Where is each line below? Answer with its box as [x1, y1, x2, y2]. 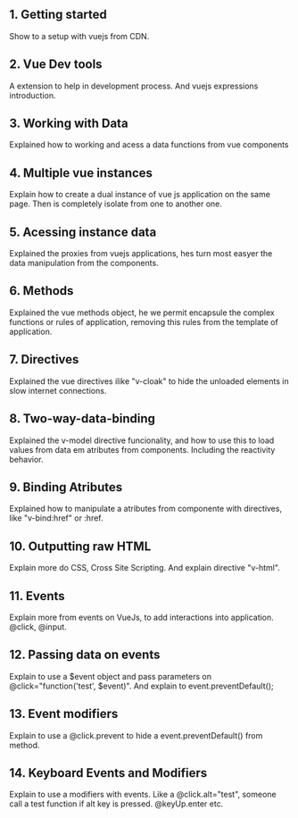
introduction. [9, 89, 56, 101]
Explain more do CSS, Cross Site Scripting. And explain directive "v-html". [9, 563, 281, 573]
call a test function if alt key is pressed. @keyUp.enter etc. [9, 798, 224, 809]
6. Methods [9, 283, 74, 298]
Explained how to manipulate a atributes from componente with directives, [9, 504, 283, 514]
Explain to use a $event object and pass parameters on [9, 671, 212, 681]
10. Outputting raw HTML [9, 538, 152, 554]
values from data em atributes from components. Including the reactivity [9, 444, 276, 455]
